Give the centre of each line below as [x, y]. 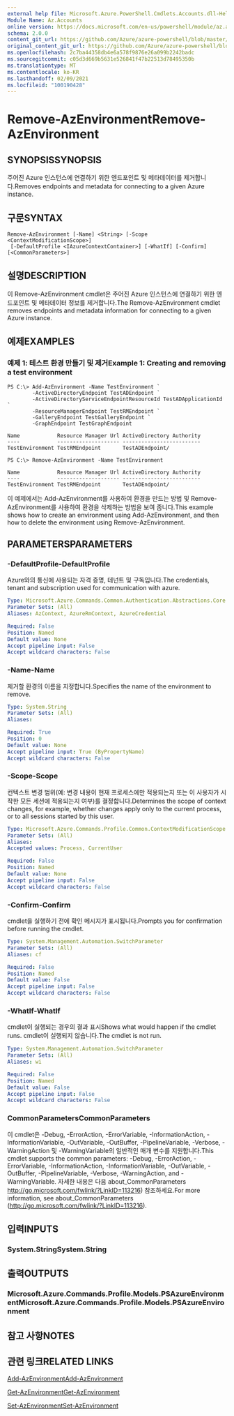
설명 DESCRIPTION [47, 276]
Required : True [29, 732]
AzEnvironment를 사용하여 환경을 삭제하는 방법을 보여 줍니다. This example [110, 507]
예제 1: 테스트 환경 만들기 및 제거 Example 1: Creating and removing [117, 363]
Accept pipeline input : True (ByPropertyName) [76, 752]
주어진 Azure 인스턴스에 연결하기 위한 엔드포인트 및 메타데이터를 [95, 178]
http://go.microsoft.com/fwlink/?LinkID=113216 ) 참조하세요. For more [104, 1190]
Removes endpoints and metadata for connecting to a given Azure [109, 186]
